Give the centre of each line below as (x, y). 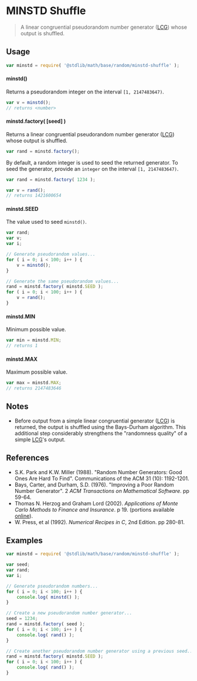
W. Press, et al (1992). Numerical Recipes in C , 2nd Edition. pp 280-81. (99, 522)
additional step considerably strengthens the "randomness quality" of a (101, 433)
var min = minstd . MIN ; (34, 340)
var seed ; (18, 565)
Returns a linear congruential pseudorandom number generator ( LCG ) (90, 134)
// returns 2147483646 (34, 388)
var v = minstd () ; (28, 102)
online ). (24, 516)
